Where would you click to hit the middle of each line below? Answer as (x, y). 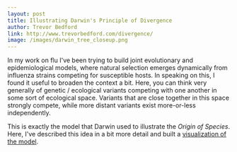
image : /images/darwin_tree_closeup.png (68, 40)
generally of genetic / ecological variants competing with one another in (112, 90)
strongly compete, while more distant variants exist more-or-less (102, 105)
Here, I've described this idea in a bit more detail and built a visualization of (117, 134)
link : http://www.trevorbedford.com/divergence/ (80, 34)
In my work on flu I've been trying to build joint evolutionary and (100, 60)
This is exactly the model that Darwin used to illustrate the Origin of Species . (119, 127)
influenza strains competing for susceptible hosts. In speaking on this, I (111, 76)
